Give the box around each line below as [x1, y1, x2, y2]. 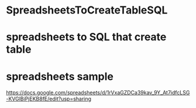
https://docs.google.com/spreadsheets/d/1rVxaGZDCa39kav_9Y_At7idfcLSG [6, 89, 190, 96]
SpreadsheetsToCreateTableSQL [6, 4, 168, 17]
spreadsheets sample [6, 70, 114, 83]
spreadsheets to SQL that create [6, 31, 167, 44]
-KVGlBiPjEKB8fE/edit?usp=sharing [6, 95, 92, 103]
